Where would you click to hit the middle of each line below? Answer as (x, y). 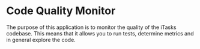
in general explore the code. (41, 40)
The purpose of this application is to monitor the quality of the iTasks (91, 27)
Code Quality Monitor (61, 11)
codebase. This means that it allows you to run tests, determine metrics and (100, 33)
